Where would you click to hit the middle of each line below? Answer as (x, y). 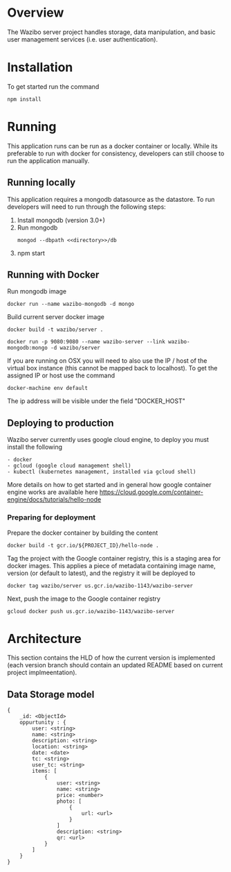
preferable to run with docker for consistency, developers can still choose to (116, 153)
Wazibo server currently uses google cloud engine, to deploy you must (108, 440)
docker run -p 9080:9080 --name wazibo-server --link (86, 342)
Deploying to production (61, 423)
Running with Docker (53, 275)
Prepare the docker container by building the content (83, 533)
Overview (36, 13)
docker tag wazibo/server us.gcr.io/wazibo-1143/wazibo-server (100, 585)
